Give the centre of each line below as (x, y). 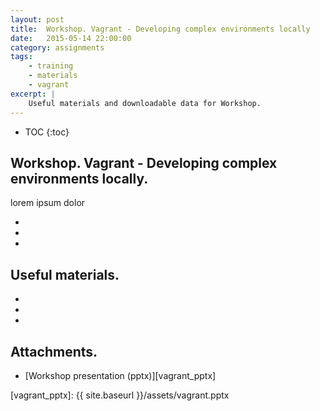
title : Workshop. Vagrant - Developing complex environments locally (160, 29)
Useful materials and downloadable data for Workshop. (145, 103)
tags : (21, 57)
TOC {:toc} (47, 132)
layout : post (37, 19)
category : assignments (57, 47)
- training (51, 66)
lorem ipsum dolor (48, 203)
